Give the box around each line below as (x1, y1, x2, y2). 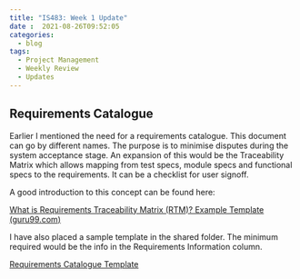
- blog (17, 38, 43, 48)
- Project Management (17, 55, 100, 65)
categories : (9, 30, 55, 39)
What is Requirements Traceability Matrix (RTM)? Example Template (9, 204, 265, 214)
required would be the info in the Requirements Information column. (9, 241, 263, 252)
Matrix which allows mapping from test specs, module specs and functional (9, 159, 293, 170)
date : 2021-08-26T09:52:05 (9, 22, 120, 31)
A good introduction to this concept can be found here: (9, 186, 215, 197)
